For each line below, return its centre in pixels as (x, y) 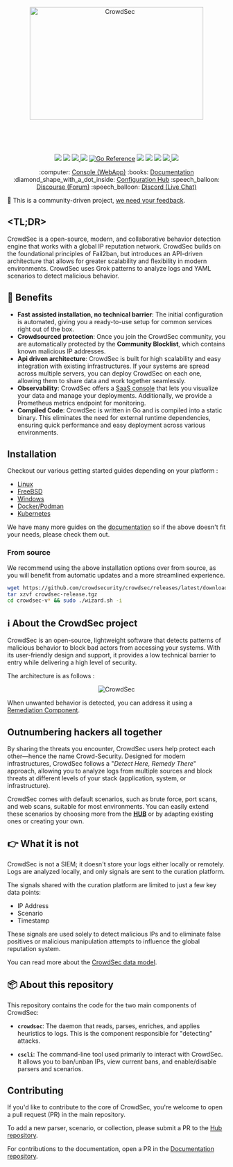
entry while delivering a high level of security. (72, 662)
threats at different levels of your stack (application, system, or (97, 778)
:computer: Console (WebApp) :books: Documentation (116, 172)
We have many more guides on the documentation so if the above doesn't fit (116, 527)
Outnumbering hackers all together (85, 732)
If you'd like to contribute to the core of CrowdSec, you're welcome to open (115, 1107)
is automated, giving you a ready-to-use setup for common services (115, 321)
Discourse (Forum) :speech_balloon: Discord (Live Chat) (116, 187)
